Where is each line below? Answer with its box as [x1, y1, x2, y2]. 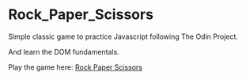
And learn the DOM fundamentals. [8, 47, 120, 56]
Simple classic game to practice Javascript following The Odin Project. [8, 32, 239, 41]
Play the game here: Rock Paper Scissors [8, 62, 142, 72]
